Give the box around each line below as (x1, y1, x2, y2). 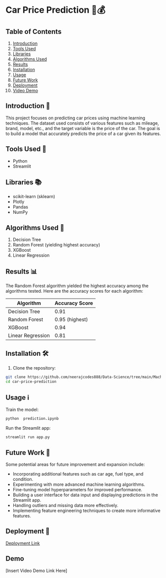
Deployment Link (5, 540, 40, 546)
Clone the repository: (12, 365, 56, 371)
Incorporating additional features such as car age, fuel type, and (12, 471, 144, 476)
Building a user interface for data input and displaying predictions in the (12, 492, 158, 498)
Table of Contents (5, 27, 62, 35)
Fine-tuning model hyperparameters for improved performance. (12, 487, 142, 492)
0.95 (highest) (54, 316, 88, 323)
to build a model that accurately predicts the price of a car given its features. (5, 131, 161, 136)
